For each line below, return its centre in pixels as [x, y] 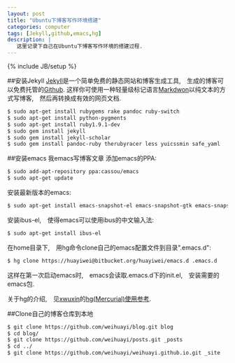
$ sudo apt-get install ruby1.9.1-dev [64, 124]
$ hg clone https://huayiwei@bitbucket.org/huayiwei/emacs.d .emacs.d [112, 261]
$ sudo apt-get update [40, 178]
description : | [29, 40]
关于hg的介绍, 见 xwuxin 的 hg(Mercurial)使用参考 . [79, 299]
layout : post [26, 14]
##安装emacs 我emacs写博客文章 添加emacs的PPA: [82, 158]
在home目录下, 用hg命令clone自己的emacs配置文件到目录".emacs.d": [109, 247]
